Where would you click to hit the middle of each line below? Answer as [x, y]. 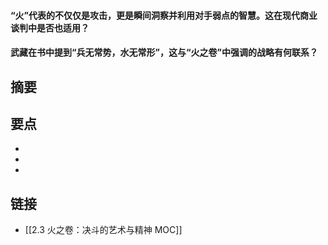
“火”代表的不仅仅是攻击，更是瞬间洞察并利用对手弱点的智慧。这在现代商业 [164, 15]
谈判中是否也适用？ [50, 27]
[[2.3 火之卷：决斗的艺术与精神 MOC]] [103, 230]
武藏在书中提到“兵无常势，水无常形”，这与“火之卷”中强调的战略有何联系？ [164, 52]
